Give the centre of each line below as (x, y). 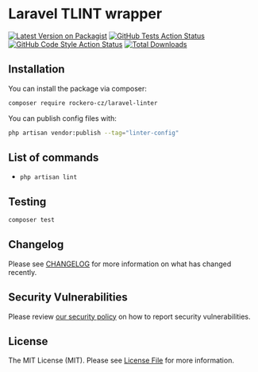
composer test (32, 220)
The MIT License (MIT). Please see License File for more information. (121, 360)
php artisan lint (48, 177)
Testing (27, 201)
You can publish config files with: (63, 118)
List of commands (54, 157)
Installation (37, 70)
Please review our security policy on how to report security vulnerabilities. (129, 316)
